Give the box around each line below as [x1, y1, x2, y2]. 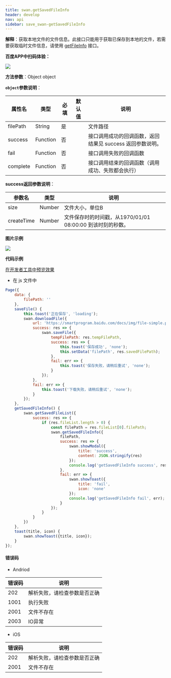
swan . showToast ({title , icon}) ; [23, 533, 93, 539]
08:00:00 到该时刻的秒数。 [64, 221, 129, 229]
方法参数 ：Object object [5, 74, 56, 80]
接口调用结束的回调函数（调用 [88, 159, 160, 166]
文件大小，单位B [64, 204, 103, 211]
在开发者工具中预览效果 [5, 267, 54, 273]
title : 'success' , [78, 448, 117, 454]
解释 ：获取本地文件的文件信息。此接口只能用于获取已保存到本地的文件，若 [5, 36, 161, 42]
